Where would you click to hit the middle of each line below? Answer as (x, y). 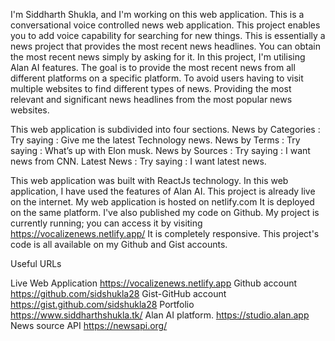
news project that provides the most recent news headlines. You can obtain (165, 46)
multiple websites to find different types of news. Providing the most (151, 88)
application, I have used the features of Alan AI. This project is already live (163, 191)
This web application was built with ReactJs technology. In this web (149, 180)
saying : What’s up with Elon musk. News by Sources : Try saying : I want (160, 150)
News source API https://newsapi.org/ (89, 325)
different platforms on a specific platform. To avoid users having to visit (157, 78)
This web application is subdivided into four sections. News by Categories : (165, 129)
